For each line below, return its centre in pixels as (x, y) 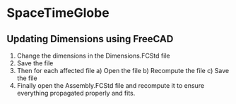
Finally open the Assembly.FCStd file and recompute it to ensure (111, 85)
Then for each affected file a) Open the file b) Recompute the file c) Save (123, 71)
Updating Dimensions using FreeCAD (90, 39)
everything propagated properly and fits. (76, 93)
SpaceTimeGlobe (58, 13)
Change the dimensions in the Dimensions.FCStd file (93, 56)
